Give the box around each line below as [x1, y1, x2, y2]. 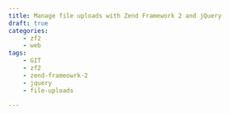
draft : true [8, 19, 48, 27]
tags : [8, 49, 27, 57]
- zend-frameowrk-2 [23, 71, 89, 79]
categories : [8, 26, 48, 35]
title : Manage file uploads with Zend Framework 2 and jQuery [8, 11, 222, 20]
